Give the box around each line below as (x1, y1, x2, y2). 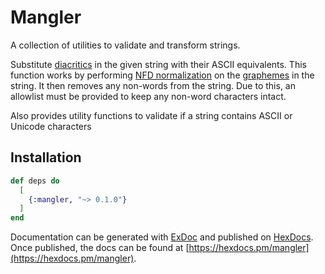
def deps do (10, 176, 60, 186)
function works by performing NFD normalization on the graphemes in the (10, 69, 315, 81)
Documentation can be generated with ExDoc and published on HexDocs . (10, 231, 314, 243)
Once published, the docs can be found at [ (10, 242, 190, 254)
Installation (10, 149, 82, 166)
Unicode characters (10, 120, 92, 132)
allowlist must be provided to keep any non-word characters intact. (10, 90, 287, 102)
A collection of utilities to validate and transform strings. (10, 39, 241, 51)
